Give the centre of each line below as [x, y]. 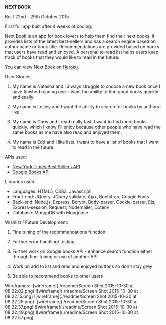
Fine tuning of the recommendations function [59, 232]
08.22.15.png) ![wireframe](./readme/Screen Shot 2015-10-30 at [71, 296]
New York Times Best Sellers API [46, 166]
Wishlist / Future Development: [37, 222]
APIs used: [16, 157]
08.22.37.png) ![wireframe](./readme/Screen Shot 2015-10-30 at [71, 307]
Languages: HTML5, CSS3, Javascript [51, 191]
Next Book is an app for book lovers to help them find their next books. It [80, 36]
